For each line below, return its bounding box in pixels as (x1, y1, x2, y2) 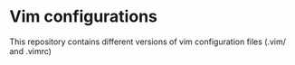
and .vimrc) (9, 45, 52, 56)
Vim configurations (9, 6, 158, 27)
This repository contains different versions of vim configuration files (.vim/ (9, 36, 287, 47)
